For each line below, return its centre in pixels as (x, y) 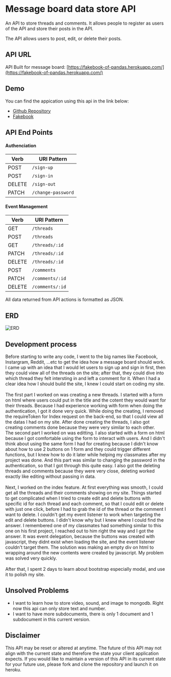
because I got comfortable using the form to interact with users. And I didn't (85, 438)
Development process (41, 344)
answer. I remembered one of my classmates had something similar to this (83, 525)
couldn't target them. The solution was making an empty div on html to (80, 547)
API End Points (29, 132)
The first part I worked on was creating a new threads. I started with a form (84, 394)
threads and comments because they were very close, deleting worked (80, 471)
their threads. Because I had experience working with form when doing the (84, 405)
